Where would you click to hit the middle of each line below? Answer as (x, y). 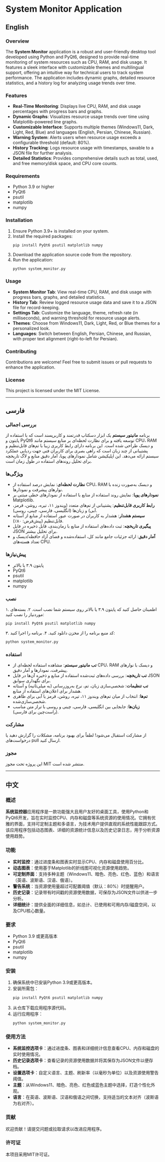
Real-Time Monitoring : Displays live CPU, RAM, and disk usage (77, 106)
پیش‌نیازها (16, 554)
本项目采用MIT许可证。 (29, 1154)
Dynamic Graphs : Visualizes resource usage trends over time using (81, 117)
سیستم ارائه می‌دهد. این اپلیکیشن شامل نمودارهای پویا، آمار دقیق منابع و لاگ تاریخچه (82, 456)
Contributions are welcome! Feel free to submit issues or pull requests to (79, 362)
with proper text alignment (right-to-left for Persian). (65, 338)
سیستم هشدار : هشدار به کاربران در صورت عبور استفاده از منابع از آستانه (79, 516)
